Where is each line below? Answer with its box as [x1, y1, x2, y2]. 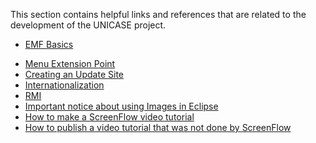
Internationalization [24, 79, 105, 91]
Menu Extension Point [24, 58, 116, 69]
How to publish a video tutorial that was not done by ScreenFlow [24, 122, 292, 133]
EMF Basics [24, 39, 74, 50]
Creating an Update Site [24, 69, 125, 80]
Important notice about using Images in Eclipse [24, 100, 219, 112]
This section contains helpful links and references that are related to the [10, 9, 307, 20]
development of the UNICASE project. [10, 19, 167, 31]
